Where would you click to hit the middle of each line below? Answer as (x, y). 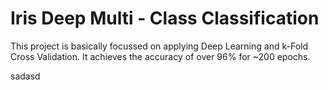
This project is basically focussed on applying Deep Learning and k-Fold (159, 46)
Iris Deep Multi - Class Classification (165, 18)
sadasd (25, 76)
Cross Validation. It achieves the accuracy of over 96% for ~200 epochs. (160, 56)
